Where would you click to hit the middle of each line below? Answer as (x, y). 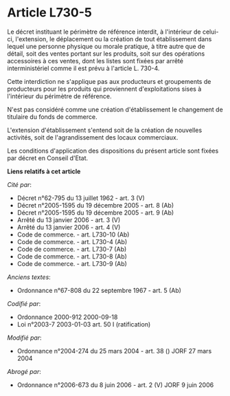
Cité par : (20, 184)
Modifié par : (25, 338)
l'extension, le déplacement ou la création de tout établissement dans (114, 38)
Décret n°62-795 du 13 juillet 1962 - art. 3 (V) (81, 198)
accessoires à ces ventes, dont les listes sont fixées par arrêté (95, 60)
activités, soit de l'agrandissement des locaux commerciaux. (93, 137)
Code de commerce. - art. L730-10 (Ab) (73, 234)
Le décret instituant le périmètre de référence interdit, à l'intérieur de (104, 32)
